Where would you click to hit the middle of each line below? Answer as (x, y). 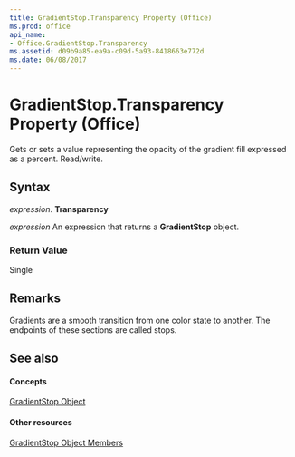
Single (21, 270)
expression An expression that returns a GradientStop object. (124, 227)
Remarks (35, 299)
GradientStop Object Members (67, 442)
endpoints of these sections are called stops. (93, 330)
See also (34, 359)
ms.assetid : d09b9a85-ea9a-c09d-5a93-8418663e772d (107, 52)
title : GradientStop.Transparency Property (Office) (111, 18)
